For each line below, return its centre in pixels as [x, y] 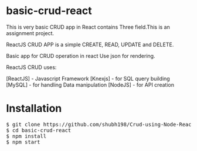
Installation [34, 109]
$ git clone [23, 124]
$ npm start [23, 142]
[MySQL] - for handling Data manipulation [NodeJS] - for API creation [90, 85]
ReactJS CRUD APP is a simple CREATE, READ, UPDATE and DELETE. [90, 44]
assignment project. [30, 33]
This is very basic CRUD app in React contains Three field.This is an [88, 27]
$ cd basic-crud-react [39, 130]
